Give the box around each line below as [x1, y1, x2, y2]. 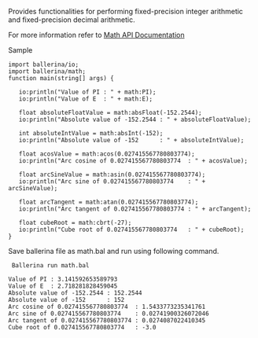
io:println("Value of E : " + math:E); [18, 95, 153, 103]
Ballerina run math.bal [11, 262, 90, 270]
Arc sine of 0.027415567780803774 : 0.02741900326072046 [8, 310, 210, 318]
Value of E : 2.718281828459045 [8, 282, 118, 290]
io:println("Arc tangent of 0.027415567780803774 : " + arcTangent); [18, 205, 252, 213]
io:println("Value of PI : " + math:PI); [18, 88, 157, 96]
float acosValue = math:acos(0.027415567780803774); [18, 150, 195, 158]
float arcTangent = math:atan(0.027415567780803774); [18, 198, 199, 206]
